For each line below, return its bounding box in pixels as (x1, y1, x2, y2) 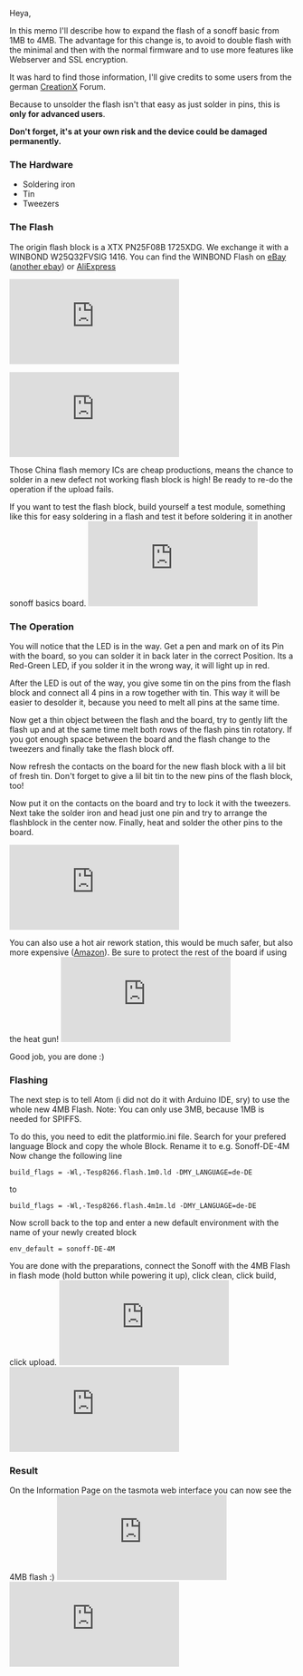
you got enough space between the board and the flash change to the (9, 734, 270, 745)
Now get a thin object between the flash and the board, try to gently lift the (9, 714, 288, 725)
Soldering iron (22, 179, 75, 190)
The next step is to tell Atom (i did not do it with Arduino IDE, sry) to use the (9, 1095, 290, 1106)
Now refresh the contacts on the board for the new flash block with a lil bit (9, 761, 287, 772)
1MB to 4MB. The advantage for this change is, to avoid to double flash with (9, 35, 292, 45)
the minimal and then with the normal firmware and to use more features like (9, 44, 294, 55)
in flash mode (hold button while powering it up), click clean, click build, (9, 1270, 277, 1281)
